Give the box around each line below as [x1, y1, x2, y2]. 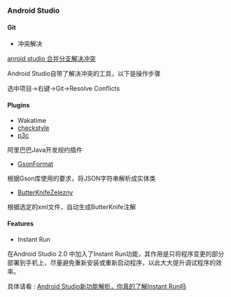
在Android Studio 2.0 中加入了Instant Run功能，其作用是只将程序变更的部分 [7, 249, 225, 258]
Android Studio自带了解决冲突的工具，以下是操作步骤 [7, 70, 161, 78]
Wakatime [17, 117, 47, 125]
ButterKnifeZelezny [17, 188, 73, 197]
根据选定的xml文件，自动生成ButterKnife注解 [7, 203, 136, 211]
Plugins [7, 100, 30, 109]
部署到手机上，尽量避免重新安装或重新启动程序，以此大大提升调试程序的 [7, 258, 216, 267]
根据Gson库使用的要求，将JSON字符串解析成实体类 [7, 174, 156, 183]
